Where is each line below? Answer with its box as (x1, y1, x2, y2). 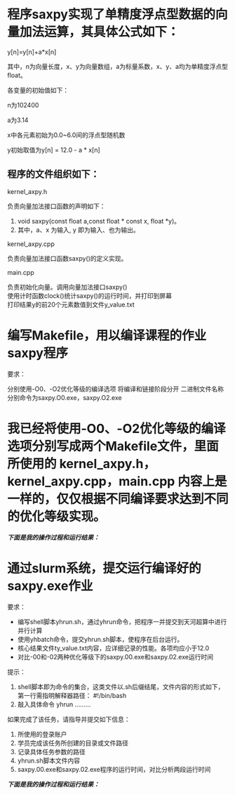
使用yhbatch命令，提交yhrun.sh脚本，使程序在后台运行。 (17, 635, 184, 643)
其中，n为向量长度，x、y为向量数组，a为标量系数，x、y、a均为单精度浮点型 (7, 62, 229, 70)
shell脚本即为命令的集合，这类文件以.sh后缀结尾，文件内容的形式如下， (17, 683, 224, 691)
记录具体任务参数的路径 (17, 747, 86, 756)
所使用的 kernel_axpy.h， (7, 455, 156, 472)
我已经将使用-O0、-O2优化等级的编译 (7, 420, 226, 437)
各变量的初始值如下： (7, 86, 69, 94)
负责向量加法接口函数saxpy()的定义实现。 (7, 254, 128, 262)
